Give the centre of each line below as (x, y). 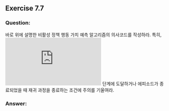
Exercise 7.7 (25, 8)
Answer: (16, 103)
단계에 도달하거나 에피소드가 (130, 84)
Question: (18, 23)
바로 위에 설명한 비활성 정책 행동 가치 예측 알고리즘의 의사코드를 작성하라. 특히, (83, 35)
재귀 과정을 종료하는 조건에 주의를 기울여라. (71, 90)
